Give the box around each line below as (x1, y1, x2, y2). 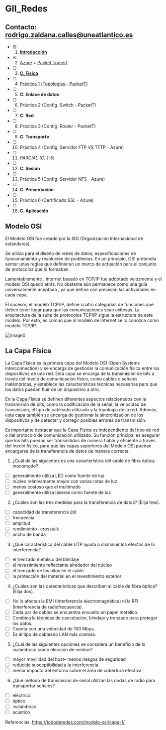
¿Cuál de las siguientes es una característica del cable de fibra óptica (12, 458, 155, 464)
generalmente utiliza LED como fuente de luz (12, 473, 105, 479)
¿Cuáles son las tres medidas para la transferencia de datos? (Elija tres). (12, 499, 161, 505)
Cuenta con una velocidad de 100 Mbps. (12, 625, 95, 631)
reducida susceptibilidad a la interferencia (12, 662, 98, 668)
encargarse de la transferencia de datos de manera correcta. (5, 448, 130, 454)
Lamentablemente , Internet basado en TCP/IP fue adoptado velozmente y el (5, 276, 163, 282)
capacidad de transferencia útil (12, 509, 76, 515)
